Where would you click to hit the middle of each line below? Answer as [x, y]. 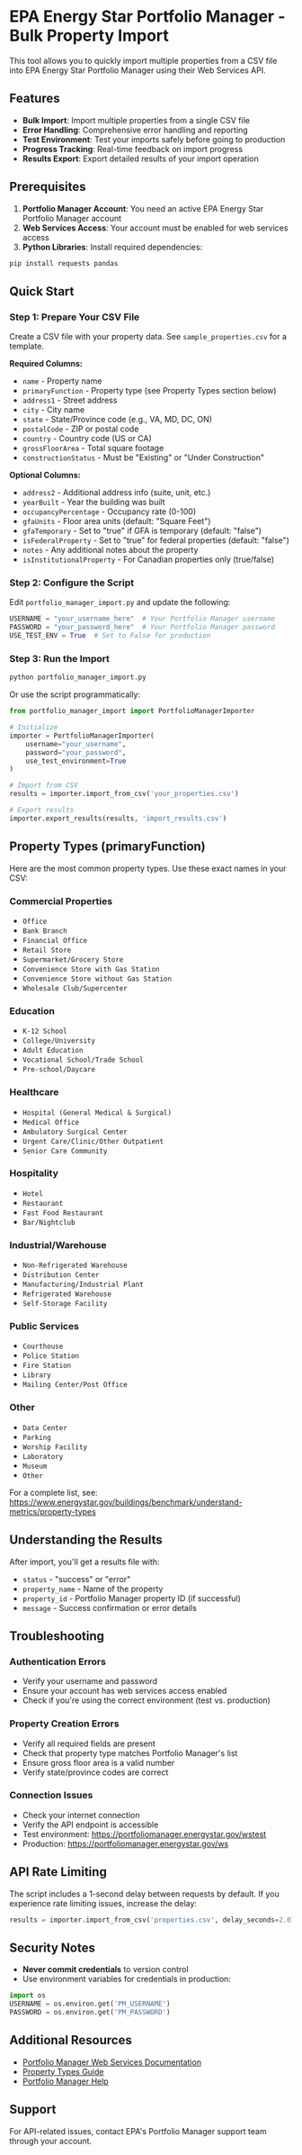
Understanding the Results [86, 1540]
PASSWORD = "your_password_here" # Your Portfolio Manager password [142, 628]
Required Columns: [46, 364]
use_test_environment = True [76, 761]
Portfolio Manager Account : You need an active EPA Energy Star [142, 208]
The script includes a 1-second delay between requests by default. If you [145, 1894]
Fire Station [47, 1366]
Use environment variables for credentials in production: [127, 1979]
